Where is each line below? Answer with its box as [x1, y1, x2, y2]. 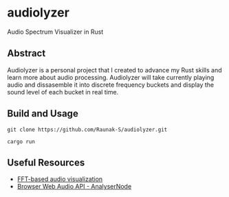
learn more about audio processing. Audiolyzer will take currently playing [7, 73, 215, 81]
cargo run [7, 138, 36, 145]
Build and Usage [7, 108, 79, 120]
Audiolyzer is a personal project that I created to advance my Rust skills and [7, 65, 222, 74]
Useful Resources [7, 156, 85, 168]
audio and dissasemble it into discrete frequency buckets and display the [7, 81, 215, 89]
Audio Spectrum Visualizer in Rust [7, 28, 104, 36]
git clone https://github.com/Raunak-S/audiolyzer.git [7, 126, 168, 133]
